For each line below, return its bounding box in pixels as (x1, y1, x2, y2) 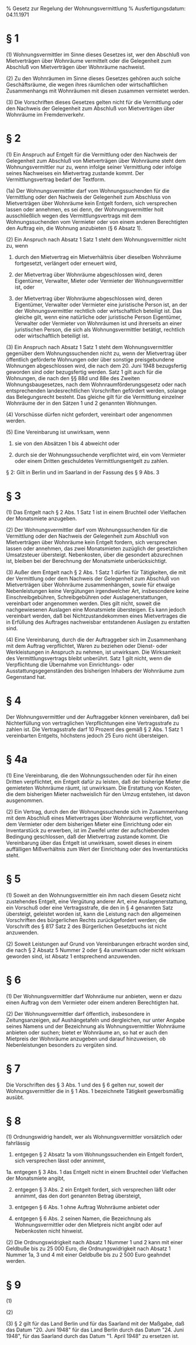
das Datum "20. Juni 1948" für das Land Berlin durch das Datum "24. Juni (6, 1326, 184, 1333)
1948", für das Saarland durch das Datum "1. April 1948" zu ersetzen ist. (6, 1333, 180, 1340)
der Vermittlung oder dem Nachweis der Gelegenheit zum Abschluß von (6, 575, 180, 582)
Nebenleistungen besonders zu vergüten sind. (6, 1041, 118, 1048)
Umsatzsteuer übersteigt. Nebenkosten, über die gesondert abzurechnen (6, 551, 183, 558)
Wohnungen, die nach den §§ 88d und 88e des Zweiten (6, 374, 140, 381)
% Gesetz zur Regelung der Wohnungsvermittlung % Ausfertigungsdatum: (6, 5, 186, 12)
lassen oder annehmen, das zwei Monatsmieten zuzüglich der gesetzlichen (6, 545, 188, 552)
